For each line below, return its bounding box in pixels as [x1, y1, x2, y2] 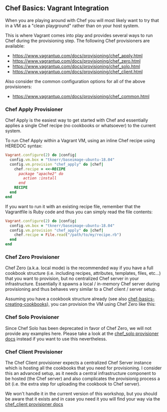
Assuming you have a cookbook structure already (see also [5, 296, 127, 302]
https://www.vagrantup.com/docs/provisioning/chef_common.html [12, 93, 150, 99]
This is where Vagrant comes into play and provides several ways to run [5, 32, 153, 38]
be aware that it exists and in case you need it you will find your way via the [5, 396, 161, 402]
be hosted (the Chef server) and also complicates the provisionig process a [5, 375, 161, 381]
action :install [23, 176, 57, 181]
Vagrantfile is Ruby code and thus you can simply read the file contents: [5, 209, 153, 215]
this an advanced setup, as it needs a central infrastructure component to [5, 370, 156, 376]
